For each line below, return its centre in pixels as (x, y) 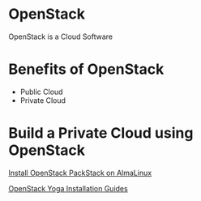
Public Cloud (41, 92)
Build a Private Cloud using (101, 133)
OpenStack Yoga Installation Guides (68, 188)
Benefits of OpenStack (86, 69)
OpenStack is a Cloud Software (61, 36)
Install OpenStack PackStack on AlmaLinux (80, 173)
